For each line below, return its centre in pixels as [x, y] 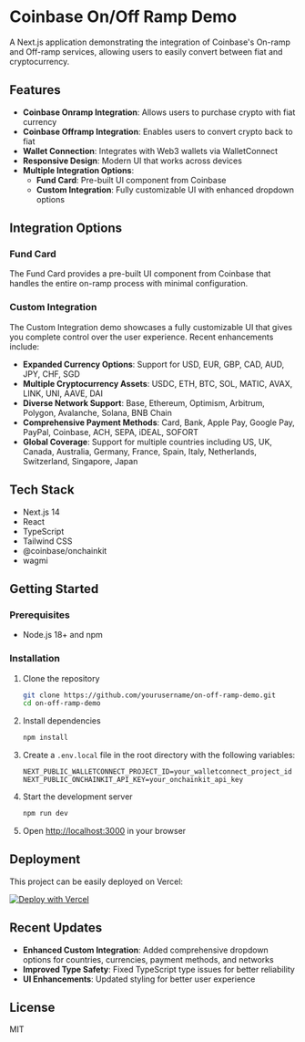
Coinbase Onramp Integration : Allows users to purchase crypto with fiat [159, 112]
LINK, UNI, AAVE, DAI [62, 393]
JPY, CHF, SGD [51, 374]
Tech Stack [42, 490]
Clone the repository [61, 678]
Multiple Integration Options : [78, 170]
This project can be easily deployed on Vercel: [97, 881]
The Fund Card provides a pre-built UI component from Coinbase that [140, 274]
